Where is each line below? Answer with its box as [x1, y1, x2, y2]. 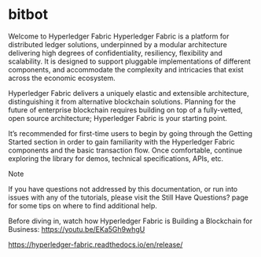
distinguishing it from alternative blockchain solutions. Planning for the [8, 97, 237, 106]
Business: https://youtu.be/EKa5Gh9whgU [8, 224, 145, 233]
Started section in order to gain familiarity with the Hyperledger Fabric [8, 137, 235, 146]
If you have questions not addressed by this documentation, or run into [8, 184, 238, 193]
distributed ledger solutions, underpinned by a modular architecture [8, 39, 228, 49]
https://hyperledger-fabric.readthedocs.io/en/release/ [8, 240, 183, 249]
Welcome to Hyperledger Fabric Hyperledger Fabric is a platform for [8, 31, 230, 41]
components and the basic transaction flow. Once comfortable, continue [8, 145, 243, 155]
